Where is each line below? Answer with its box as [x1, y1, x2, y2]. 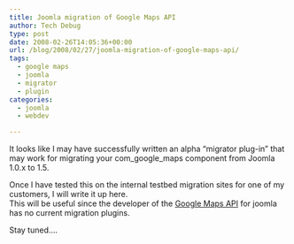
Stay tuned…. [9, 225, 58, 235]
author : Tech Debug [9, 21, 81, 30]
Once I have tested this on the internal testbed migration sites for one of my [9, 179, 285, 190]
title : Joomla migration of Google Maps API [9, 12, 176, 22]
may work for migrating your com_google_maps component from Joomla [9, 153, 275, 164]
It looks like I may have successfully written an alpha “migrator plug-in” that [9, 143, 285, 155]
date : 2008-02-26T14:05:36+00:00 [9, 37, 133, 47]
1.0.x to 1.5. [9, 163, 50, 173]
